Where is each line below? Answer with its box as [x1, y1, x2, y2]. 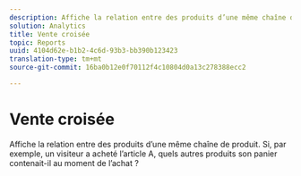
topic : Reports [9, 38, 66, 47]
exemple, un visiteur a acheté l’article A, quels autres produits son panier [9, 148, 278, 159]
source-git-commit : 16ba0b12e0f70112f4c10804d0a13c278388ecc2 [9, 63, 246, 72]
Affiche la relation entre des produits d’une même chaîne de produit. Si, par [9, 138, 287, 149]
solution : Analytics [9, 21, 87, 30]
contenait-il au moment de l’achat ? [9, 157, 139, 168]
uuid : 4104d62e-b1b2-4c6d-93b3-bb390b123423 [9, 46, 178, 55]
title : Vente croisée [9, 29, 90, 38]
